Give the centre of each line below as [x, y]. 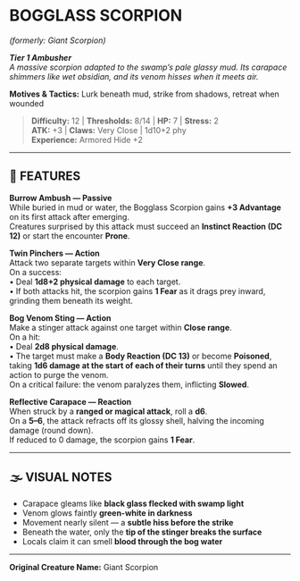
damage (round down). [51, 430]
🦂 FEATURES [45, 177]
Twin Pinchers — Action [54, 253]
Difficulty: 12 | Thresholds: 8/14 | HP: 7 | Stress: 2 [125, 121]
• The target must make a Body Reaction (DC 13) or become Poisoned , [141, 356]
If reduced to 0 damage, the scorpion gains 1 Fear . [102, 440]
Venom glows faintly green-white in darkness [107, 513]
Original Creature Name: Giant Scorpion [84, 567]
